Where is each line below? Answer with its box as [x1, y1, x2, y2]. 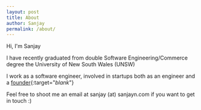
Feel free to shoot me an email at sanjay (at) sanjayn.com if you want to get [6, 91, 195, 98]
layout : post [6, 9, 40, 15]
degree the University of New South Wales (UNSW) [6, 61, 135, 68]
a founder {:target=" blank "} [6, 79, 74, 86]
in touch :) [6, 97, 32, 105]
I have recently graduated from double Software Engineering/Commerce [6, 54, 188, 61]
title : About [6, 15, 40, 21]
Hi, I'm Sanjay [6, 43, 41, 50]
